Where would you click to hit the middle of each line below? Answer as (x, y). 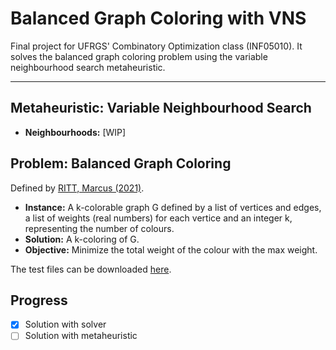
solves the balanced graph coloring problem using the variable (139, 56)
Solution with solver (65, 324)
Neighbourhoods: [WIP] (75, 132)
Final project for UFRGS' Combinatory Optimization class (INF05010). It (156, 46)
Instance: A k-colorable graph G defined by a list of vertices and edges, (173, 207)
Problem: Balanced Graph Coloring (121, 163)
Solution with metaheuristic (81, 336)
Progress (39, 300)
